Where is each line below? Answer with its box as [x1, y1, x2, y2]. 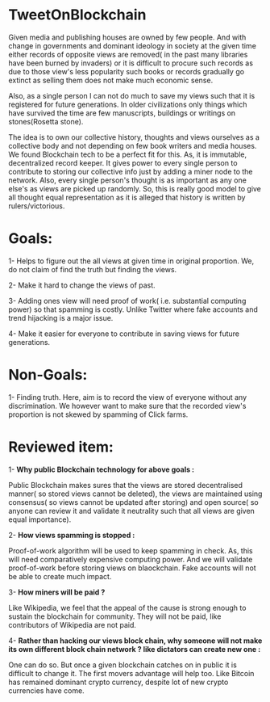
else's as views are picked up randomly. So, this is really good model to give [8, 183, 262, 193]
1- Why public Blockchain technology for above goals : [8, 464, 195, 474]
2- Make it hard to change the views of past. [8, 280, 156, 290]
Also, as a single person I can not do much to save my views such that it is [8, 90, 255, 100]
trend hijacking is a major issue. [8, 313, 114, 322]
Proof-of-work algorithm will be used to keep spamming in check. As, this [8, 545, 253, 555]
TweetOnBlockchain [8, 6, 147, 24]
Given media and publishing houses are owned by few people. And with [8, 32, 247, 42]
